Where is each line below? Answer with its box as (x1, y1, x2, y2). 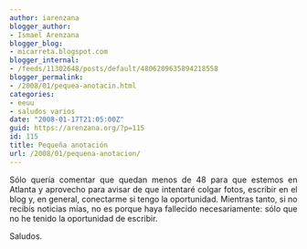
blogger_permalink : (9, 73, 84, 82)
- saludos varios (9, 107, 76, 116)
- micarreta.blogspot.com (9, 47, 108, 57)
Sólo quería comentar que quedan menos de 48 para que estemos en (9, 174, 298, 185)
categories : (9, 89, 55, 99)
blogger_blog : (9, 38, 64, 48)
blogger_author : (9, 22, 71, 31)
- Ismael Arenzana (9, 30, 79, 39)
